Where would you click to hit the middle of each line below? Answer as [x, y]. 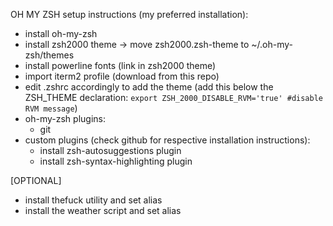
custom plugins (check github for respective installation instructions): [167, 140]
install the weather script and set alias [103, 210]
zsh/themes [49, 55]
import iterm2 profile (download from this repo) [122, 76]
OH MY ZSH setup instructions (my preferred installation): [129, 14]
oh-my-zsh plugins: [65, 118]
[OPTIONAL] [36, 180]
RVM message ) [51, 108]
